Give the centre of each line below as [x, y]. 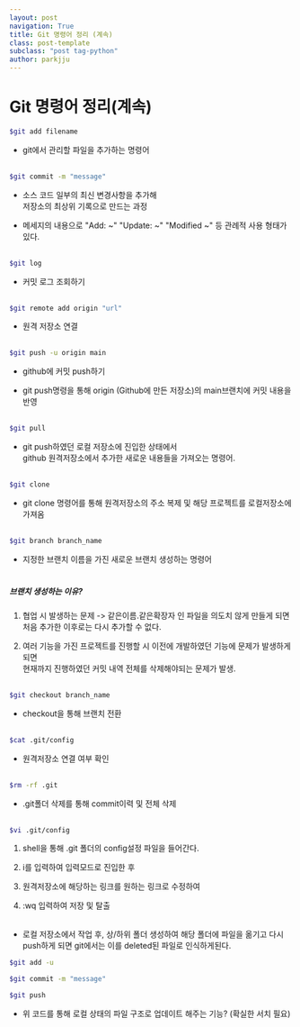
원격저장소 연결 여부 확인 [66, 759]
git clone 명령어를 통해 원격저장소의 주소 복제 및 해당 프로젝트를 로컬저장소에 [157, 503]
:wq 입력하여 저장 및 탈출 [66, 905]
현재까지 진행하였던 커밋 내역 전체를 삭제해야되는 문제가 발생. [129, 668]
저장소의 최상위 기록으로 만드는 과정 [85, 206]
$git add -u [31, 963]
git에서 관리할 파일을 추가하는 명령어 [86, 150]
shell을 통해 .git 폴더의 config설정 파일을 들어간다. [110, 849]
